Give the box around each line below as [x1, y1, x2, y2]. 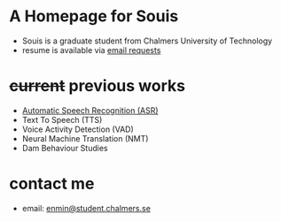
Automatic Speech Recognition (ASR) [21, 104, 159, 116]
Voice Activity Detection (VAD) [21, 124, 135, 134]
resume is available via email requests [21, 44, 161, 55]
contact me [9, 174, 95, 194]
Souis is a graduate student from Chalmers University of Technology [21, 35, 273, 46]
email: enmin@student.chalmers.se [21, 203, 151, 213]
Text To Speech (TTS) [21, 114, 103, 125]
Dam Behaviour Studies [21, 142, 108, 153]
